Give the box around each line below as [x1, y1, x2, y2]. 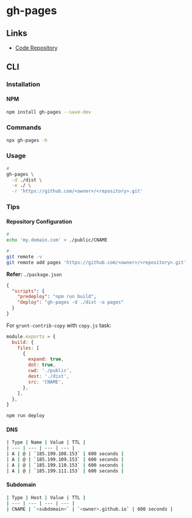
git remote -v [6, 254, 43, 260]
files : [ [17, 345, 40, 351]
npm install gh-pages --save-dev [6, 109, 91, 115]
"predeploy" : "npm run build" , [17, 294, 97, 300]
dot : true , [28, 362, 56, 368]
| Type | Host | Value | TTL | [6, 494, 86, 501]
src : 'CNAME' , [28, 379, 64, 385]
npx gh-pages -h [6, 137, 48, 144]
